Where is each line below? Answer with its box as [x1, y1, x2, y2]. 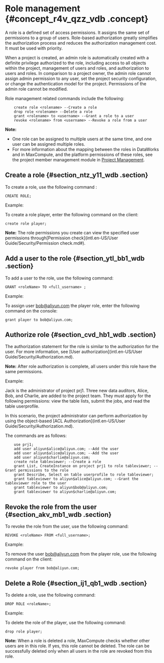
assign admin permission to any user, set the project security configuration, [5, 76, 157, 81]
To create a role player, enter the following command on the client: [5, 211, 139, 217]
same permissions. [5, 369, 43, 375]
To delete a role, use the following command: [5, 592, 96, 598]
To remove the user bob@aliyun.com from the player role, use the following [5, 551, 157, 557]
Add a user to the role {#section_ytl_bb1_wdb [5, 255, 145, 263]
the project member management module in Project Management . [12, 156, 145, 162]
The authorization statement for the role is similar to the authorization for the [5, 344, 159, 350]
